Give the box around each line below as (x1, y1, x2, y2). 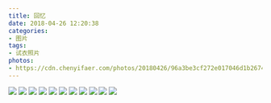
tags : (8, 42, 27, 50)
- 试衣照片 (8, 49, 40, 57)
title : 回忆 (8, 11, 46, 20)
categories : (8, 27, 48, 35)
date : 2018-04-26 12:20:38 (8, 19, 99, 27)
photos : (8, 57, 35, 65)
